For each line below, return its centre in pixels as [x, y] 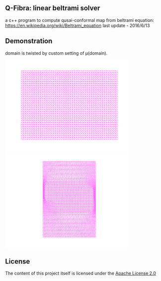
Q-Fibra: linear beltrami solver [53, 8]
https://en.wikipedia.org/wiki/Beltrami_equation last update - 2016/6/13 [78, 25]
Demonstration [29, 41]
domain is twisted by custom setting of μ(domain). [56, 53]
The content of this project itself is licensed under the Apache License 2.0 [80, 274]
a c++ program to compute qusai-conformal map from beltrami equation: [80, 20]
